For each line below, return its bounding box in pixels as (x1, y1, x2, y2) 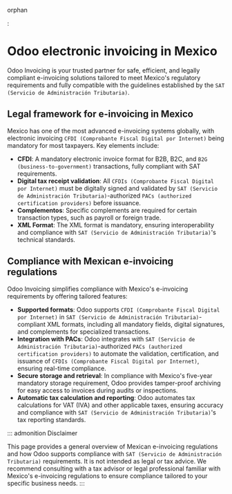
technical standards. (17, 235, 76, 244)
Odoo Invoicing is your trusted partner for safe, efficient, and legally (7, 66, 200, 75)
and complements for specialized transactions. (17, 327, 151, 336)
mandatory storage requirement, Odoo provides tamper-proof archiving (17, 379, 221, 387)
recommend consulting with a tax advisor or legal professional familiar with (7, 464, 221, 473)
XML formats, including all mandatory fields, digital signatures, (47, 320, 225, 328)
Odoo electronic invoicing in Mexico (7, 44, 217, 59)
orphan (7, 6, 28, 14)
